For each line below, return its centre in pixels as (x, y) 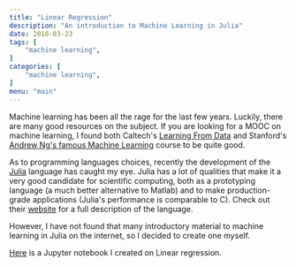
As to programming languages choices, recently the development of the (140, 162)
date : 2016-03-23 (41, 34)
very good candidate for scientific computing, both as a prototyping (133, 180)
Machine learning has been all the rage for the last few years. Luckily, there (146, 117)
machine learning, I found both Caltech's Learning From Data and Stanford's (148, 135)
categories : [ (35, 67)
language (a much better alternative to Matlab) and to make (117, 190)
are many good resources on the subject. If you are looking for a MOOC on (145, 126)
